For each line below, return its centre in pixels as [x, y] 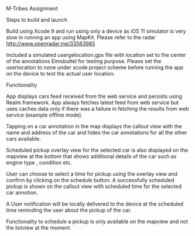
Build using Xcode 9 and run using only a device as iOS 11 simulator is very [96, 31]
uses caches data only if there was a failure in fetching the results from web [97, 109]
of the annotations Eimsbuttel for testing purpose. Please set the [84, 61]
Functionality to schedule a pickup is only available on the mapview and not [97, 221]
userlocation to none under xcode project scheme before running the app [95, 67]
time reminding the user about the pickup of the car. [69, 210]
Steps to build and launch [37, 20]
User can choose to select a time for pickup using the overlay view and [92, 174]
